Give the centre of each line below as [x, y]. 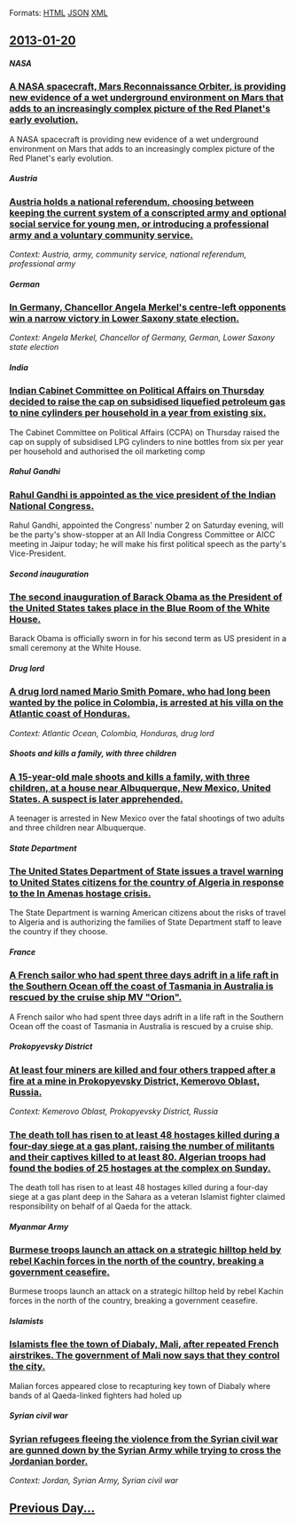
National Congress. [52, 505]
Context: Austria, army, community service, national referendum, [128, 254]
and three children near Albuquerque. [78, 828]
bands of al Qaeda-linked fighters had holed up [96, 1395]
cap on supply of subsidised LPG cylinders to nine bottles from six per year [146, 441]
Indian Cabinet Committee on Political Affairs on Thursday [137, 391]
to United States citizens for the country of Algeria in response [147, 883]
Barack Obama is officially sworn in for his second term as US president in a [148, 639]
